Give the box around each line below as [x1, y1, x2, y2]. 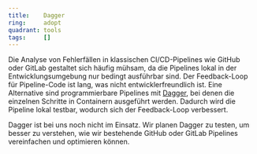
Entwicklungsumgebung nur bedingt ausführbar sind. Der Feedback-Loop [8, 71, 248, 81]
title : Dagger [8, 11, 65, 20]
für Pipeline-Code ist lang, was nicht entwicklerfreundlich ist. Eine [8, 80, 223, 90]
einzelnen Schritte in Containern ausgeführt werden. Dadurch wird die [8, 97, 237, 106]
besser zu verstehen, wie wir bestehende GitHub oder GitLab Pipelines [8, 129, 238, 138]
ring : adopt [8, 19, 61, 27]
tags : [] [8, 33, 51, 42]
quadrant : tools [8, 26, 61, 34]
